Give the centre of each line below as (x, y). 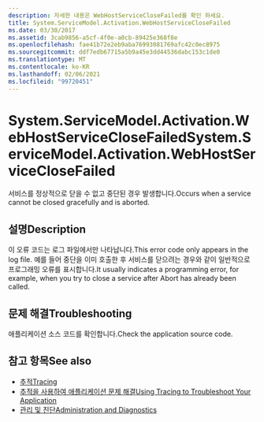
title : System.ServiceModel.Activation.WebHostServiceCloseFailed (119, 23)
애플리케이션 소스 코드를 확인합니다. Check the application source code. (121, 334)
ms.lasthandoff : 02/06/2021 (54, 74)
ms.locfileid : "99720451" (50, 81)
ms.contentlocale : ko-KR (49, 67)
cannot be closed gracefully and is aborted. (79, 203)
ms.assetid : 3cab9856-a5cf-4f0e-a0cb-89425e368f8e (93, 37)
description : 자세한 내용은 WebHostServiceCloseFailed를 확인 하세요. (117, 15)
